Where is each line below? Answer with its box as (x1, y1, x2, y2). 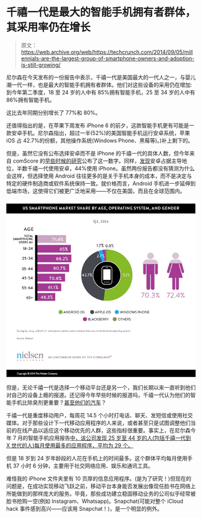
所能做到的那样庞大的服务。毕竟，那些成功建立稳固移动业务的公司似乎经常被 (6, 490, 196, 498)
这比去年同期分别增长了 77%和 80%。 (6, 109, 101, 116)
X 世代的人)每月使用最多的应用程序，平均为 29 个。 (6, 442, 133, 449)
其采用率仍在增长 (6, 20, 91, 34)
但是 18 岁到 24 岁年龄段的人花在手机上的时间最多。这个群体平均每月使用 (6, 455, 188, 462)
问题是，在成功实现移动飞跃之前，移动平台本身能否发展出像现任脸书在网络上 (6, 482, 196, 490)
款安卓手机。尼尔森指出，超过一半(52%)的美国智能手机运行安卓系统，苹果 (6, 129, 191, 136)
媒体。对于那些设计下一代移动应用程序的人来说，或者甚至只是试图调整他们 (6, 419, 191, 426)
